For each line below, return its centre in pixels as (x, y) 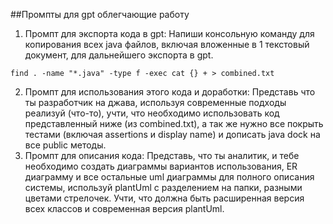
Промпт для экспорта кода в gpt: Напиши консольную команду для (169, 33)
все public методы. (65, 145)
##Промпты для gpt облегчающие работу (100, 14)
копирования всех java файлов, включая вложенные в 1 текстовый (167, 44)
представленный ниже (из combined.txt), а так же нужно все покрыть (174, 123)
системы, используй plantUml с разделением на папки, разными (163, 187)
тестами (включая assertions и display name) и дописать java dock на (172, 134)
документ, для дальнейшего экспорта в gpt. (119, 55)
